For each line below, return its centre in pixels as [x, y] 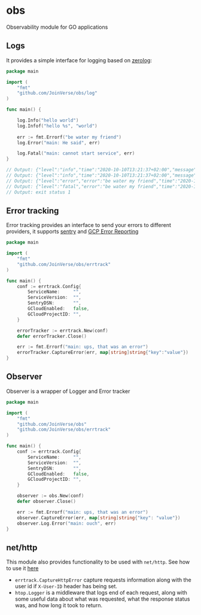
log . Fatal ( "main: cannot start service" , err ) [76, 153]
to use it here [22, 568]
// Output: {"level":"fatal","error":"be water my [71, 186]
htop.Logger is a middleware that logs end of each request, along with [101, 593]
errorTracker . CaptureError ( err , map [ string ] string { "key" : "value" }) [103, 353]
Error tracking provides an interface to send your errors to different [89, 225]
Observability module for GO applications [57, 27]
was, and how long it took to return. [59, 605]
